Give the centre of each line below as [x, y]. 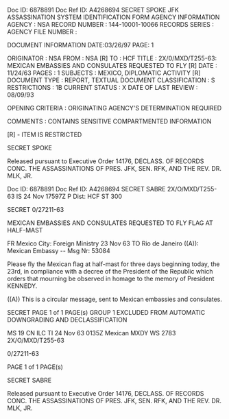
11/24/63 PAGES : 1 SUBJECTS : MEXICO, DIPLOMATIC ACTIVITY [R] [104, 73]
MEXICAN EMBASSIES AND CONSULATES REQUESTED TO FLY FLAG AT [110, 223]
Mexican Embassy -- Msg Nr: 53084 [59, 251]
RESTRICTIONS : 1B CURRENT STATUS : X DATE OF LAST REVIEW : [103, 87]
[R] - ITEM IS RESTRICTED [45, 134]
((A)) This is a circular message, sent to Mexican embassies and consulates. [115, 299]
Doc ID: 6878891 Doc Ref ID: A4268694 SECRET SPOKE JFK [93, 10]
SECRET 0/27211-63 [36, 209]
